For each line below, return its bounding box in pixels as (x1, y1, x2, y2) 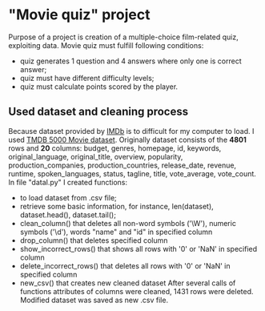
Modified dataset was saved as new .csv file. (19, 295, 169, 305)
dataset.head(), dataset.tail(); (19, 210, 116, 220)
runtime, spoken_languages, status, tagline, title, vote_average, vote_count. (8, 168, 256, 178)
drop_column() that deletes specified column (19, 235, 168, 245)
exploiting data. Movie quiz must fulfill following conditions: (8, 40, 204, 50)
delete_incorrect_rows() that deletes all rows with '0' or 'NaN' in (19, 261, 231, 270)
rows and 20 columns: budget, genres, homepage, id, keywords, (8, 143, 222, 153)
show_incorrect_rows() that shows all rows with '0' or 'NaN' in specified (19, 244, 258, 253)
